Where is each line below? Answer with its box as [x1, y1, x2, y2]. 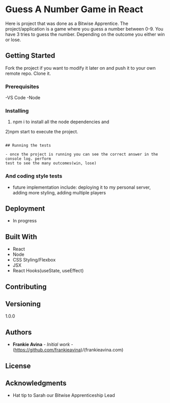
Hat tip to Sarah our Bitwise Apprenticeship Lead [12, 392, 116, 398]
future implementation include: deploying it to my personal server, [12, 184, 151, 190]
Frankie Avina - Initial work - [12, 341, 74, 348]
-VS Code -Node [5, 95, 41, 101]
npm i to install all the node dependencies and [12, 119, 109, 125]
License [5, 361, 31, 370]
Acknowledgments [5, 379, 67, 388]
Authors [5, 328, 32, 336]
